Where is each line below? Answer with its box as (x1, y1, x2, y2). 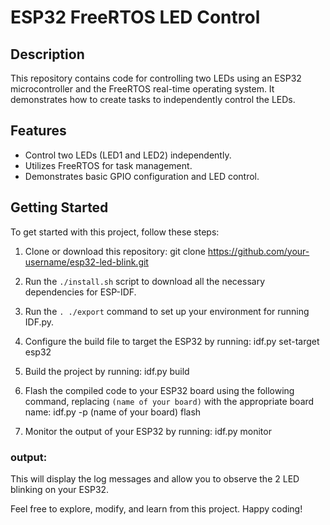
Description (10, 46, 85, 63)
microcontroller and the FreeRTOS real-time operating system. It (10, 83, 275, 95)
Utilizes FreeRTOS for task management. (24, 159, 193, 171)
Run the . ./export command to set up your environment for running (24, 305, 310, 317)
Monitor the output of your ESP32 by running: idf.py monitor (24, 425, 272, 437)
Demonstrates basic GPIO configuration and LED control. (24, 170, 260, 182)
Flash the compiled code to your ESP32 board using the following (24, 384, 295, 396)
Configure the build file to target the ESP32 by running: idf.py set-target (24, 335, 320, 347)
